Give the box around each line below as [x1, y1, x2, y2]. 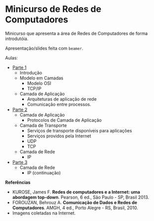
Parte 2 [12, 107, 28, 112]
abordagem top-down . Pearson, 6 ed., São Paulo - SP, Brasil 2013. [12, 194, 150, 200]
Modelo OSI [27, 80, 51, 86]
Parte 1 [12, 64, 27, 70]
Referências [5, 179, 31, 185]
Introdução [19, 69, 42, 75]
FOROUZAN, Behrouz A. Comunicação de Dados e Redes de [12, 199, 138, 205]
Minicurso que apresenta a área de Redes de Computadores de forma [5, 30, 148, 36]
